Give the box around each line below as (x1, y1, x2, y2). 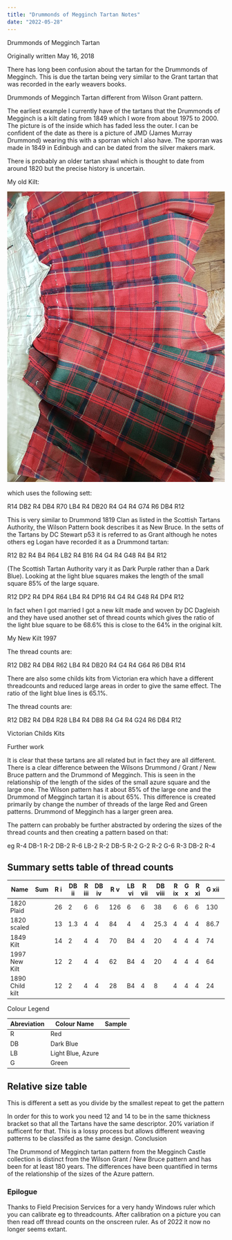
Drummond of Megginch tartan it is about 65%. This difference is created (7, 793, 216, 801)
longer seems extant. (7, 1225, 68, 1233)
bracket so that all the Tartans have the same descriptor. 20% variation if (7, 1120, 215, 1128)
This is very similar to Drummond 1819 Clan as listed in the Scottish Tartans (7, 515, 221, 524)
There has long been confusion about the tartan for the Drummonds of (7, 65, 209, 73)
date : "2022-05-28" (7, 18, 64, 26)
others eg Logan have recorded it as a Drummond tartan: (7, 537, 169, 546)
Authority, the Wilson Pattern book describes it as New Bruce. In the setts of (7, 523, 224, 531)
